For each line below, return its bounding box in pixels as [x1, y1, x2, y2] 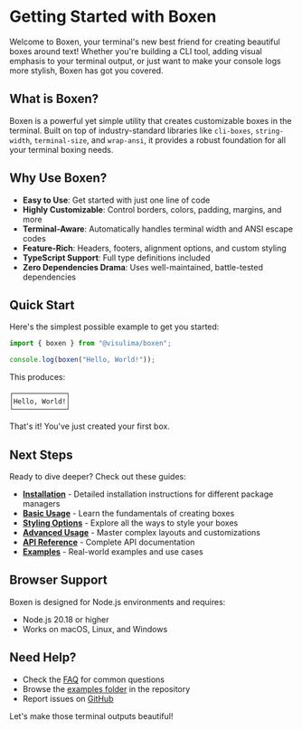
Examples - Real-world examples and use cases [22, 545, 203, 557]
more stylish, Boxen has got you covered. [9, 65, 165, 76]
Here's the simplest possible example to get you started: [9, 321, 220, 332]
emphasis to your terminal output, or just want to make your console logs [9, 55, 282, 66]
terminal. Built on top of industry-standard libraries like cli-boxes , [9, 125, 254, 136]
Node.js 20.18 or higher [22, 613, 109, 625]
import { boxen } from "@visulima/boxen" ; [9, 339, 172, 348]
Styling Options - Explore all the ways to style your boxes [22, 517, 239, 528]
